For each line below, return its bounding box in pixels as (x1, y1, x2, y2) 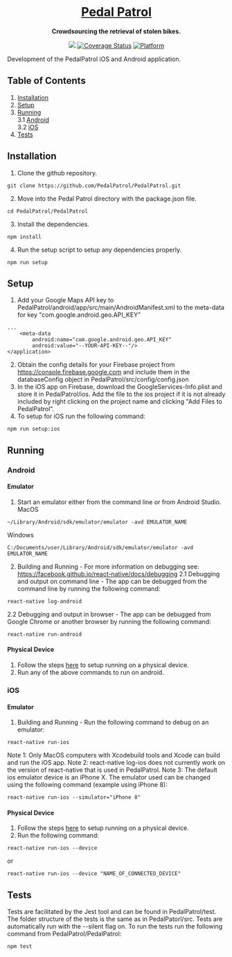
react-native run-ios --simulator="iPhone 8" (7, 794, 141, 801)
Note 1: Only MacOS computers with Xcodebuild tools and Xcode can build (7, 751, 220, 759)
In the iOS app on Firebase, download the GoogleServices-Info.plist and (17, 383, 223, 391)
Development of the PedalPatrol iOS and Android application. (7, 55, 181, 63)
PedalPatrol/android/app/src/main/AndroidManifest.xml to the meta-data (17, 303, 225, 312)
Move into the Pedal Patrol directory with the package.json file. (17, 194, 197, 202)
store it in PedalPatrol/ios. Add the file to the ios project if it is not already (17, 390, 226, 399)
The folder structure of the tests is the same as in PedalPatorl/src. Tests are (7, 915, 223, 923)
